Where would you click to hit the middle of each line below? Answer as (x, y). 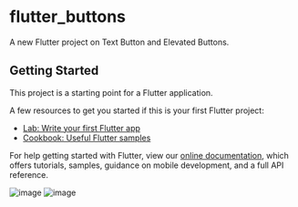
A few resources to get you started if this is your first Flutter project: (137, 110)
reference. (29, 174)
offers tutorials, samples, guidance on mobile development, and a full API (147, 165)
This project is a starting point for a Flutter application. (111, 92)
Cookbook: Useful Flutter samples (87, 138)
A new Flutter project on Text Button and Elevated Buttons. (119, 42)
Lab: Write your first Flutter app (82, 128)
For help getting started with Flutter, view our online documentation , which (149, 155)
